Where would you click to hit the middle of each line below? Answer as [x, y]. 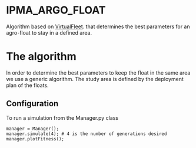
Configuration [32, 104]
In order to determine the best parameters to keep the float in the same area [98, 73]
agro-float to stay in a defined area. [49, 32]
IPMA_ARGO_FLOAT [56, 10]
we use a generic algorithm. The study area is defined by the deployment [95, 79]
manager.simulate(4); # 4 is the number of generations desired [87, 134]
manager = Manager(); [33, 129]
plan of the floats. [27, 85]
